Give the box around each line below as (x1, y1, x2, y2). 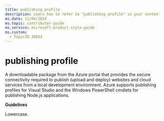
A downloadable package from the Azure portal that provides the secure (5, 71, 151, 77)
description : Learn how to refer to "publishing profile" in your (5, 12, 143, 17)
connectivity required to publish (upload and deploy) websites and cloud (5, 77, 151, 82)
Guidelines (5, 101, 28, 107)
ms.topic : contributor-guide (5, 20, 64, 26)
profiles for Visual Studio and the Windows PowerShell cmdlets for (5, 87, 139, 93)
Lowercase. (5, 111, 29, 117)
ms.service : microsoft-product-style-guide (5, 25, 95, 30)
